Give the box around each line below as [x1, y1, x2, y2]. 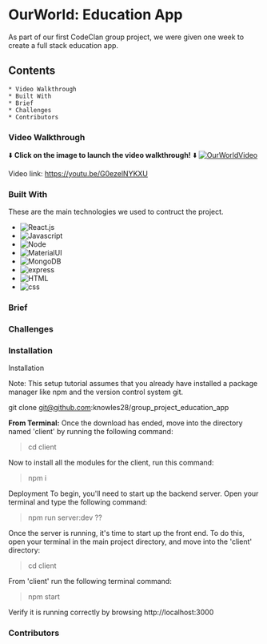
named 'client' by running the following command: [8, 427, 173, 437]
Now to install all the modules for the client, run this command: [8, 458, 214, 468]
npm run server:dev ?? [27, 513, 102, 522]
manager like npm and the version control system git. [8, 387, 184, 397]
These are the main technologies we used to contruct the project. [8, 207, 224, 217]
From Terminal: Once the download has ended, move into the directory [8, 418, 243, 428]
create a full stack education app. [8, 40, 118, 50]
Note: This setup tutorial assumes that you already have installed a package [8, 379, 258, 388]
